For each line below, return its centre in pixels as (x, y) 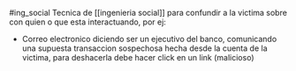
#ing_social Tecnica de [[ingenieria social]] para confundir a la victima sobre (148, 13)
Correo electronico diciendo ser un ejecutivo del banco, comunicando (149, 39)
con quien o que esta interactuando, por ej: (87, 22)
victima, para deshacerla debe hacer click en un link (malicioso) (138, 57)
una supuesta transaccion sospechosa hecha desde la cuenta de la (144, 48)
